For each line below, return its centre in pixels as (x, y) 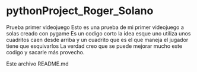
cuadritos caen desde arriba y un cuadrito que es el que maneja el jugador (97, 40)
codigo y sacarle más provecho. (45, 52)
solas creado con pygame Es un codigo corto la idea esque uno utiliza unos (99, 33)
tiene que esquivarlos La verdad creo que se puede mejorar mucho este (94, 46)
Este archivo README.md (37, 64)
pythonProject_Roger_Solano (80, 11)
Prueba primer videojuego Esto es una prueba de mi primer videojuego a (95, 27)
